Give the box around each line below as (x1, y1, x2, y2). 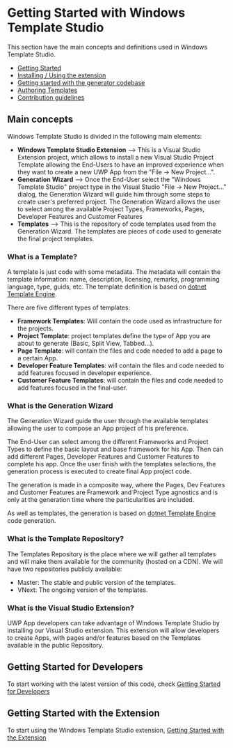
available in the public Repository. (7, 641, 104, 649)
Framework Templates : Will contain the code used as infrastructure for (17, 317, 223, 326)
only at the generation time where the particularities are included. (7, 496, 195, 504)
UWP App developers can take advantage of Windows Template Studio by (7, 618, 220, 627)
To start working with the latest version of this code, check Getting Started (7, 680, 221, 688)
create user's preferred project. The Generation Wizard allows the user (17, 197, 221, 206)
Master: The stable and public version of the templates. (17, 578, 176, 586)
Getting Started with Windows (7, 5, 186, 21)
